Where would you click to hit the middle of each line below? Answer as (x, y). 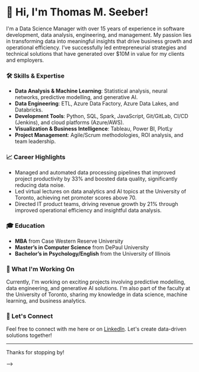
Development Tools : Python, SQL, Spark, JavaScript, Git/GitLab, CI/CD (101, 116)
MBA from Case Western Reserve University (69, 241)
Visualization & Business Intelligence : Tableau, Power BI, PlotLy (94, 129)
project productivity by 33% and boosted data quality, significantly (96, 179)
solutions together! (29, 335)
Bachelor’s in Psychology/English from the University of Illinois (92, 253)
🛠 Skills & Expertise (36, 75)
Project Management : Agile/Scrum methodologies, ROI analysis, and (99, 135)
